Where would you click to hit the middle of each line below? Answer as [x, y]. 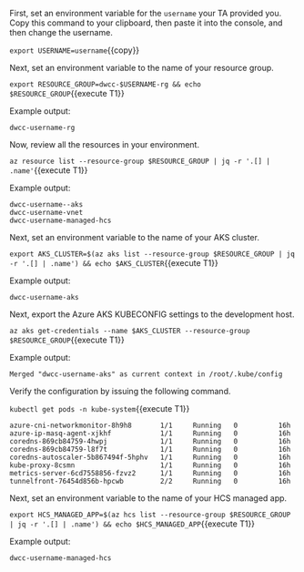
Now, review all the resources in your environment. [105, 144]
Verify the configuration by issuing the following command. [120, 391]
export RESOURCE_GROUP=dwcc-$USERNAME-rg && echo [106, 85]
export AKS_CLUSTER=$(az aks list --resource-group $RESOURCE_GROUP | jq [152, 254]
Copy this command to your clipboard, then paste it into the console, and [146, 23]
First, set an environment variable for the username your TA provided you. [146, 13]
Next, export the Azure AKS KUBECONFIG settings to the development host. [152, 314]
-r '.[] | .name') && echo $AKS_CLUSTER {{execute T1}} [114, 263]
